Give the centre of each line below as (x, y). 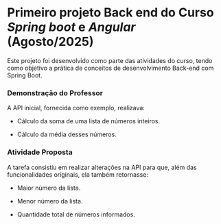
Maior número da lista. (49, 188)
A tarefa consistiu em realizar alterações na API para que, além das (102, 167)
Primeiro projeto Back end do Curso (110, 13)
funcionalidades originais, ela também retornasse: (78, 174)
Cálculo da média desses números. (67, 134)
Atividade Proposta (40, 152)
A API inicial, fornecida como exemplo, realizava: (76, 108)
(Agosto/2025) (50, 42)
